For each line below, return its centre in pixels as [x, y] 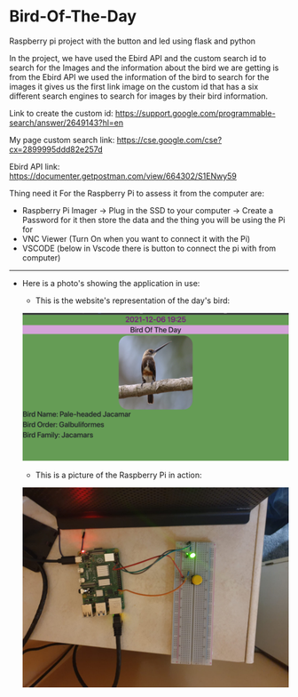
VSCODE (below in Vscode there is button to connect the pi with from [149, 248]
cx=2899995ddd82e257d [56, 149]
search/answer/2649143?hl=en [67, 123]
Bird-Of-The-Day [73, 16]
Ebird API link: [35, 166]
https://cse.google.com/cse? [169, 140]
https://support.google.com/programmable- [196, 113]
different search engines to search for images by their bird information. [139, 96]
